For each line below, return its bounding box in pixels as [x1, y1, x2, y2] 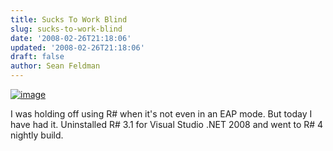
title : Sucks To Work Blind [10, 14, 128, 25]
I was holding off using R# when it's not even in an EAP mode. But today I [10, 108, 313, 120]
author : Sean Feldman [10, 61, 101, 71]
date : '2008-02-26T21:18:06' [10, 33, 132, 43]
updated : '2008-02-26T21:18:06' [10, 42, 145, 53]
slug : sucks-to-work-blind [10, 24, 123, 34]
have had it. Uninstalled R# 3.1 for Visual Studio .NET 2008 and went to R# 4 [10, 119, 324, 130]
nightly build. [10, 129, 64, 141]
